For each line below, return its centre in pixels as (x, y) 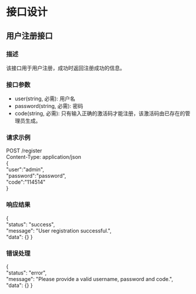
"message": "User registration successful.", (59, 230)
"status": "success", (30, 224)
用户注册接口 (30, 36)
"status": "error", (27, 273)
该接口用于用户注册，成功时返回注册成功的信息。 (66, 68)
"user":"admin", (25, 169)
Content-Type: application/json (44, 157)
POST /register (24, 151)
